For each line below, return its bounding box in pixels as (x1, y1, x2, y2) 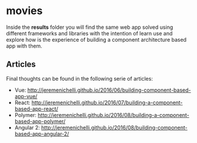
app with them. (6, 42, 42, 49)
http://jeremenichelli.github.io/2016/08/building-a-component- (38, 111, 189, 118)
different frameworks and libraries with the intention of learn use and (6, 29, 173, 36)
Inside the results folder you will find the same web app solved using (6, 24, 173, 31)
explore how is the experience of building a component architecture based (6, 36, 187, 43)
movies (6, 4, 43, 18)
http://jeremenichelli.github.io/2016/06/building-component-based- (27, 87, 191, 94)
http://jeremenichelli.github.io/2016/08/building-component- (41, 124, 188, 131)
